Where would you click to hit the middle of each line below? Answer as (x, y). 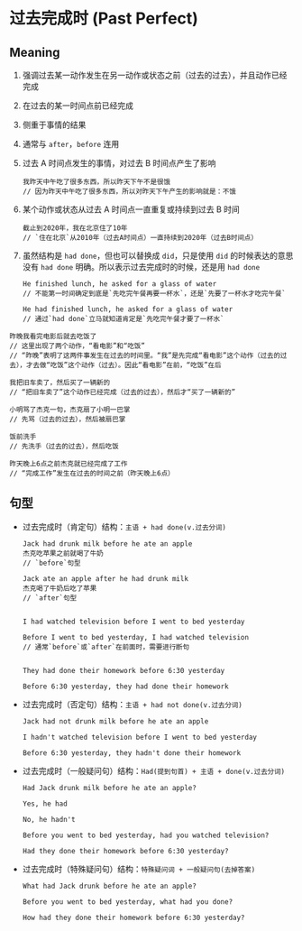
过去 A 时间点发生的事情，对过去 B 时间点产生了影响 (119, 163)
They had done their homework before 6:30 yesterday (124, 670)
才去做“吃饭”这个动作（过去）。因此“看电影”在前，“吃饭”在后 (124, 365)
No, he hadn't (49, 819)
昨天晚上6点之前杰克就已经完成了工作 (69, 464)
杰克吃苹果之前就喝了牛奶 (63, 553)
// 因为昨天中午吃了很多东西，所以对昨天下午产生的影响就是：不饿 (129, 191)
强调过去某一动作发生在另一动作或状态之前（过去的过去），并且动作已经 (155, 75)
